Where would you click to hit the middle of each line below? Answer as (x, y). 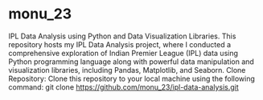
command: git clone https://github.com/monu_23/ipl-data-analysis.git (123, 87)
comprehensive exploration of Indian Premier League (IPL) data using (123, 53)
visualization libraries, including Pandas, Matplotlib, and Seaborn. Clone (127, 70)
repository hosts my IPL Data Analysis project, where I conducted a (120, 44)
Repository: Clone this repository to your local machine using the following (132, 78)
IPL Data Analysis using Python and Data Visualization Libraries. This (122, 36)
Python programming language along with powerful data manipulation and (131, 62)
